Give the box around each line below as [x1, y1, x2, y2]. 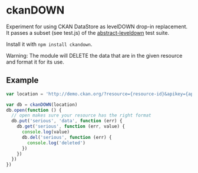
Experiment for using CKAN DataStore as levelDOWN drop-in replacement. [6, 23, 188, 30]
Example [6, 75, 39, 85]
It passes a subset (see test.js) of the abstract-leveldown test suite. [6, 29, 170, 36]
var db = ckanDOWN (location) [6, 101, 78, 108]
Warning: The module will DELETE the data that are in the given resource [6, 52, 183, 59]
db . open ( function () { [6, 107, 62, 113]
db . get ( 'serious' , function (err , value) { [16, 124, 126, 129]
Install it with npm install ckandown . [6, 41, 93, 48]
